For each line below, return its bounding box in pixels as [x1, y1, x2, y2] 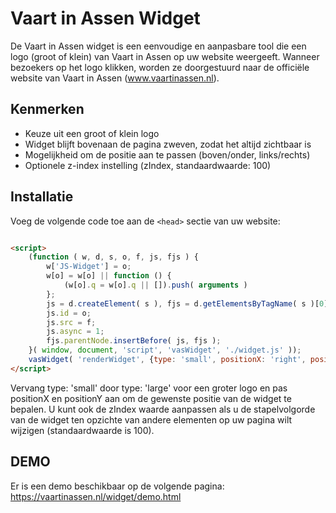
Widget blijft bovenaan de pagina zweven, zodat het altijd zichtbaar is [24, 138, 312, 150]
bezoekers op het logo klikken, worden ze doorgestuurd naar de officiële [10, 61, 310, 73]
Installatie [10, 188, 74, 206]
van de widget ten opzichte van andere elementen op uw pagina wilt [10, 413, 293, 426]
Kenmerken [10, 101, 85, 118]
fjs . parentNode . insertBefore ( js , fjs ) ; [46, 336, 222, 346]
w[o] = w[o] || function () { [46, 271, 172, 281]
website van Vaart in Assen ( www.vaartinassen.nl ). [10, 72, 220, 84]
